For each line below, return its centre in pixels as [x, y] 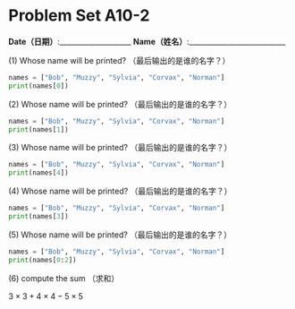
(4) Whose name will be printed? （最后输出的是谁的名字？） [120, 191]
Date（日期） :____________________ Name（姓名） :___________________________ [147, 41]
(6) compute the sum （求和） [64, 278]
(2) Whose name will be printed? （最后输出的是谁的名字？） [120, 104]
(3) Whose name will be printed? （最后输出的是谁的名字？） [120, 148]
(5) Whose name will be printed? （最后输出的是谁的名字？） [120, 235]
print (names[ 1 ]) [38, 129]
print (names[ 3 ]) [38, 217]
